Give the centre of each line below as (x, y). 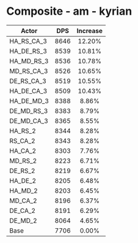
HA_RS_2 (23, 131)
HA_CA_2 (23, 150)
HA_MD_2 (24, 190)
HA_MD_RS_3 (29, 61)
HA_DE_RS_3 (28, 51)
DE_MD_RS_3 (29, 110)
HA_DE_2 (23, 180)
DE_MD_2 (24, 220)
